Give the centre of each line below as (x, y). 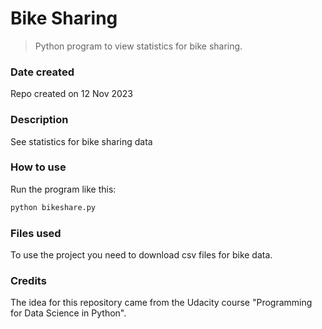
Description (39, 120)
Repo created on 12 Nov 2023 (71, 94)
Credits (28, 280)
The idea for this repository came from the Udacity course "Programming (161, 303)
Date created (42, 72)
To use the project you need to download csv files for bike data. (141, 255)
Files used (36, 233)
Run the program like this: (63, 189)
